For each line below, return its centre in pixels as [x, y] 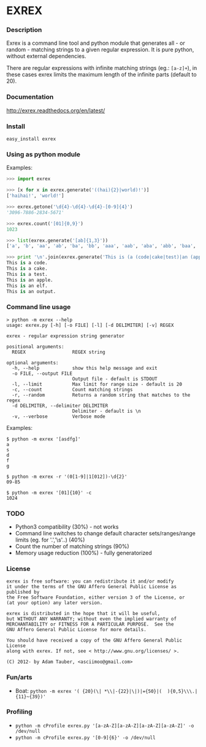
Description [24, 30]
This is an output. [31, 291]
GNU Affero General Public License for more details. [77, 630]
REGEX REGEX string [59, 352]
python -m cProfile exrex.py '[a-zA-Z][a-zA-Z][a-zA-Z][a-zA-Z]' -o [105, 726]
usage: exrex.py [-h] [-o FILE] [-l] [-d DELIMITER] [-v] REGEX [90, 325]
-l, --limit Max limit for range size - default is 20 [97, 384]
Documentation [30, 97]
